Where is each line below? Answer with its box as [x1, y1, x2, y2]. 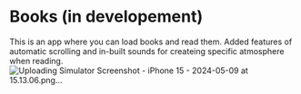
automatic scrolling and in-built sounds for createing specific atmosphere [9, 45, 285, 56]
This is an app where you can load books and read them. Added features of [9, 36, 293, 47]
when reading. [9, 55, 64, 66]
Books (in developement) [9, 6, 203, 27]
